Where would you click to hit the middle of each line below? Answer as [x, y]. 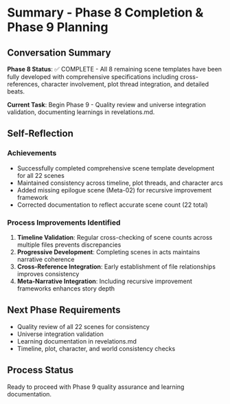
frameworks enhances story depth [66, 288]
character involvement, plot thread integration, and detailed [125, 84]
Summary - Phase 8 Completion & [105, 13]
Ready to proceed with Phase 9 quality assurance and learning [96, 387]
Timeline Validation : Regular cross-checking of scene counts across [115, 237]
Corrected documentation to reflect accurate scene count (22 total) [112, 205]
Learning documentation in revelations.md [77, 341]
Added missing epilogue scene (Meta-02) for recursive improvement [114, 190]
